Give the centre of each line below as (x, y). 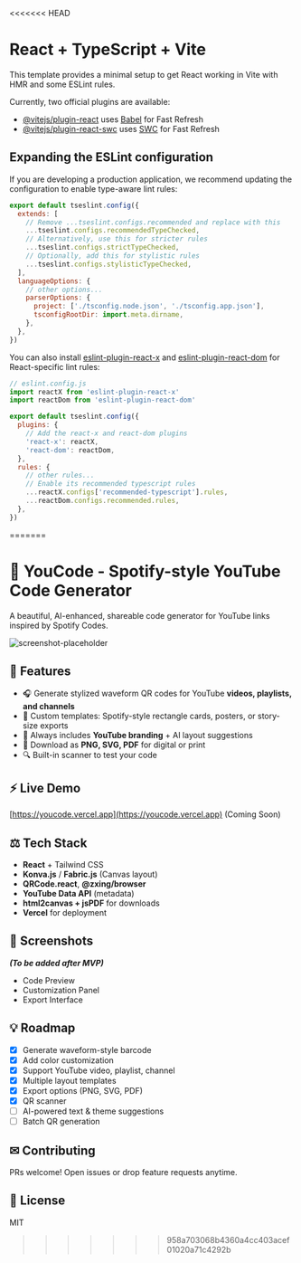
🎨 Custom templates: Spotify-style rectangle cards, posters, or (139, 716)
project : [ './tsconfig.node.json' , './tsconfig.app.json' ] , (149, 307)
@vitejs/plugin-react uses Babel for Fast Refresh (113, 119)
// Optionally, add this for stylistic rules (113, 256)
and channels (48, 707)
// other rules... (60, 475)
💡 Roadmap (42, 1028)
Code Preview (48, 980)
